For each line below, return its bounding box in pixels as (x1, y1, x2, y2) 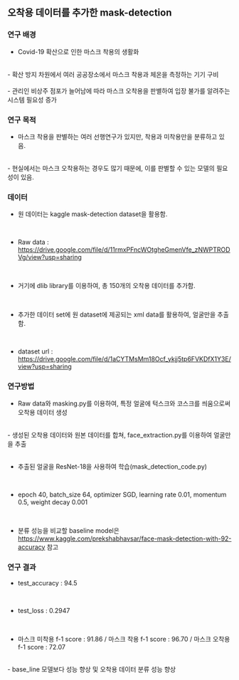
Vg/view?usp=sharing (17, 253, 82, 262)
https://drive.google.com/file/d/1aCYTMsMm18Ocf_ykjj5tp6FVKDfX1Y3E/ (17, 355, 231, 363)
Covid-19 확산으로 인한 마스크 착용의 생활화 (17, 47, 139, 55)
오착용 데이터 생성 (17, 408, 68, 416)
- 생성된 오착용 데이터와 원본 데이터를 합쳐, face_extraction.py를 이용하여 (7, 430, 212, 439)
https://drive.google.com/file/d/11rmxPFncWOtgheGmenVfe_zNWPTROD (17, 245, 230, 254)
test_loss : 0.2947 (17, 606, 70, 615)
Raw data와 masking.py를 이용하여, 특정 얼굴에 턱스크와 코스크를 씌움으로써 (17, 399, 231, 408)
